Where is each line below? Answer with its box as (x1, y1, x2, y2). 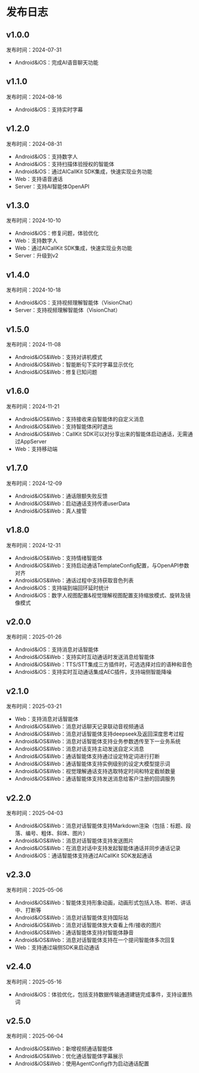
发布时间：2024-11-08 (6, 341, 61, 348)
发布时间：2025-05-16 (6, 978, 62, 985)
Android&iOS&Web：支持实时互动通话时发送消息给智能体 (14, 654, 155, 661)
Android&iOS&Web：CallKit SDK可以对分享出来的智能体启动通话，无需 (14, 430, 188, 437)
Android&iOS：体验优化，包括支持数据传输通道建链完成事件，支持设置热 (14, 991, 192, 998)
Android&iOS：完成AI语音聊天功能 (14, 59, 99, 66)
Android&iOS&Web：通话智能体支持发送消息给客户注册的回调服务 (14, 775, 176, 783)
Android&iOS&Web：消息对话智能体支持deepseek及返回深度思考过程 (14, 730, 184, 738)
